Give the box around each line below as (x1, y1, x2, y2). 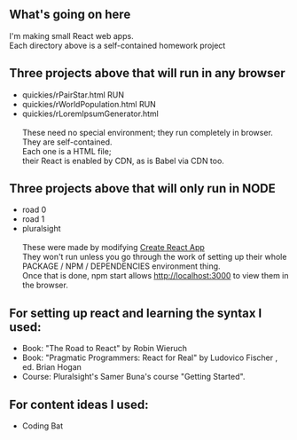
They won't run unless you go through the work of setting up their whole (21, 252, 287, 263)
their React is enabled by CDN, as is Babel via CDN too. (21, 155, 224, 166)
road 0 (21, 204, 47, 216)
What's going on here (9, 7, 131, 22)
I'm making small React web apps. (9, 30, 135, 41)
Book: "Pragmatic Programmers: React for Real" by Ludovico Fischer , (21, 352, 277, 363)
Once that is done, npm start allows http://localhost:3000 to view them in (21, 271, 290, 281)
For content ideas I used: (9, 397, 149, 412)
